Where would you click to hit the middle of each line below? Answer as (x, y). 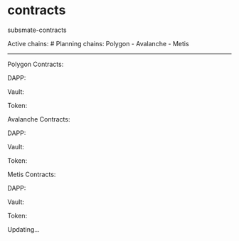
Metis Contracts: (32, 174)
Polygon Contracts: (36, 64)
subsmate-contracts (37, 30)
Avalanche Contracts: (39, 119)
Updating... (24, 229)
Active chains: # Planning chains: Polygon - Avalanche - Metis (99, 43)
